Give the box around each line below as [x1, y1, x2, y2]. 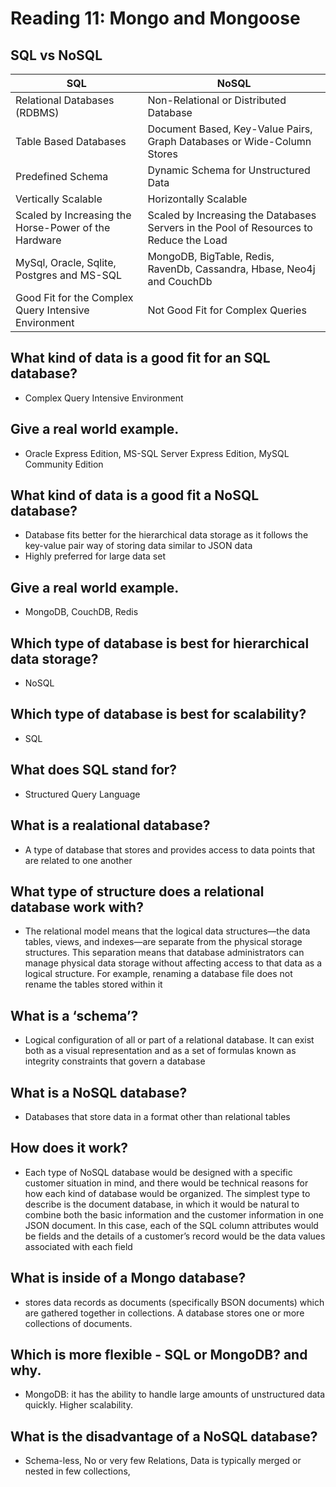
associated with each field [24, 1240, 133, 1252]
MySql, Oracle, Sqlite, [15, 256, 117, 269]
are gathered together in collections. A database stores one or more [24, 1307, 305, 1319]
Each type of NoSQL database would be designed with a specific [24, 1166, 293, 1178]
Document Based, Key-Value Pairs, [147, 122, 313, 136]
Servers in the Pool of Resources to [147, 221, 313, 234]
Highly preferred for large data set [24, 550, 166, 562]
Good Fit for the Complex [15, 291, 134, 304]
